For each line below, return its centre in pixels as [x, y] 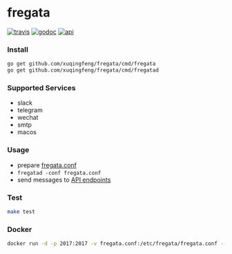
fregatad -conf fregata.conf [59, 173]
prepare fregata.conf [47, 165]
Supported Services [41, 87]
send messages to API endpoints [64, 180]
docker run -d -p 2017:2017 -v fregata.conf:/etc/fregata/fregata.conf [112, 244]
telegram [30, 110]
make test [21, 211]
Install [18, 50]
